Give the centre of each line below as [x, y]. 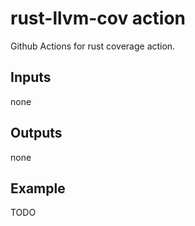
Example [38, 188]
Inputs [31, 77]
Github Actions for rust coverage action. [93, 46]
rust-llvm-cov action [98, 18]
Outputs [36, 133]
